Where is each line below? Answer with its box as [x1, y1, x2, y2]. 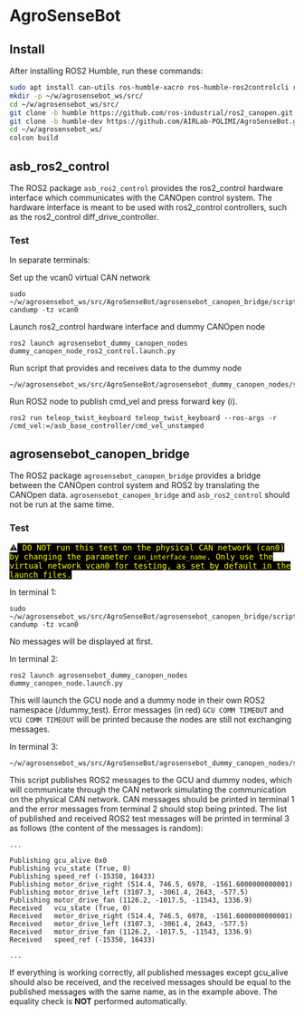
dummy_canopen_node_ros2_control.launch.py [9, 347, 176, 356]
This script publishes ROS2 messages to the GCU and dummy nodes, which [9, 775, 292, 786]
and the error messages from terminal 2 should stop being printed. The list [9, 803, 288, 815]
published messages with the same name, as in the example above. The [9, 986, 278, 997]
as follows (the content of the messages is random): [9, 823, 204, 834]
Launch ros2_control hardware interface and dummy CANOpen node [9, 321, 266, 332]
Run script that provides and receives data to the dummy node [9, 363, 242, 374]
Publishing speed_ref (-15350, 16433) [9, 872, 156, 881]
